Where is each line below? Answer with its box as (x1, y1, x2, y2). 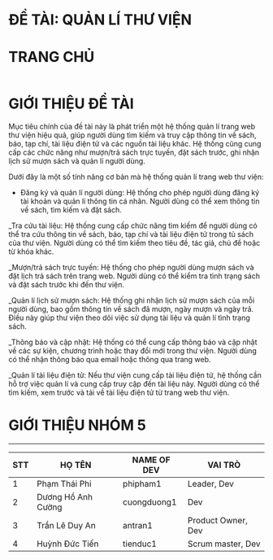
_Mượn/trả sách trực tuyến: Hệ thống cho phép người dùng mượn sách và (8, 263, 254, 273)
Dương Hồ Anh (36, 492, 93, 502)
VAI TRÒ (206, 459, 241, 470)
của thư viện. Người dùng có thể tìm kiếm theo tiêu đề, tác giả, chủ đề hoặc (8, 238, 261, 248)
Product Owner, (187, 515, 248, 526)
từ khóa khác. (8, 247, 54, 256)
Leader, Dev (187, 479, 234, 489)
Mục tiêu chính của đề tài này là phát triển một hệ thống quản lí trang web (8, 121, 256, 132)
